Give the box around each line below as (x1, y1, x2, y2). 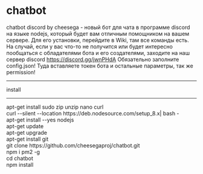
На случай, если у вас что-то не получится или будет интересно (6, 43, 173, 50)
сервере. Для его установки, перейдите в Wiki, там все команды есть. (6, 36, 189, 43)
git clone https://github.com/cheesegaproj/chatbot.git (6, 141, 140, 149)
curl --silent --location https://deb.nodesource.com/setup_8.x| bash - (6, 109, 179, 117)
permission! (6, 68, 36, 76)
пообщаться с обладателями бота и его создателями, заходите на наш (6, 49, 190, 56)
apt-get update (6, 122, 44, 130)
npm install (6, 161, 34, 168)
